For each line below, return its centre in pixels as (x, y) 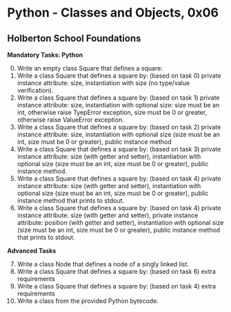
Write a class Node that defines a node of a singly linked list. (103, 264)
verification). (35, 90)
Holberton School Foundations (74, 38)
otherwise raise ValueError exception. (70, 120)
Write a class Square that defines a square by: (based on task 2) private (119, 127)
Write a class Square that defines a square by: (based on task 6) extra (116, 272)
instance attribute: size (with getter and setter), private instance (108, 215)
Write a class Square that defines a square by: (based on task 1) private (118, 98)
